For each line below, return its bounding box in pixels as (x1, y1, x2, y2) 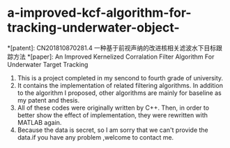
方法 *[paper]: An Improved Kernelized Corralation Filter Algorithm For (13, 52, 215, 61)
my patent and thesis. (17, 96, 80, 104)
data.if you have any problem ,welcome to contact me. (17, 133, 174, 141)
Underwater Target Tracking (7, 60, 89, 68)
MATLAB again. (17, 118, 62, 126)
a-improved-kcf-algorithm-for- (7, 5, 192, 21)
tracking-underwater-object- (7, 20, 180, 36)
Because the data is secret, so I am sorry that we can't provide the (17, 126, 208, 134)
